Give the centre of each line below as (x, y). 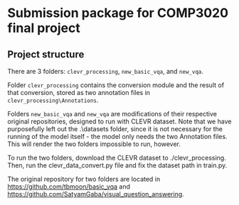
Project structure (46, 54)
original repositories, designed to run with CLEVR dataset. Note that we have (119, 121)
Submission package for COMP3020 (118, 13)
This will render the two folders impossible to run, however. (94, 144)
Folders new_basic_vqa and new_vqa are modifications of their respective (112, 114)
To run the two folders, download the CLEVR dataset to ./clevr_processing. (117, 158)
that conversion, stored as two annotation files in (79, 93)
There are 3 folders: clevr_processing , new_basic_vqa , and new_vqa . (106, 71)
